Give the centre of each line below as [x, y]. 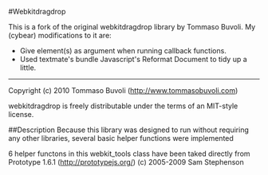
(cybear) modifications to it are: [60, 35]
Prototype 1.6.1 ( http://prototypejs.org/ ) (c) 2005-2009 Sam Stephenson [126, 162]
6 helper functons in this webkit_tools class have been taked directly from [129, 154]
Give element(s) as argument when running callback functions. [123, 51]
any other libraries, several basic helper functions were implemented [121, 138]
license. [21, 114]
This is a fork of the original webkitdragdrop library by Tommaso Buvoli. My [132, 27]
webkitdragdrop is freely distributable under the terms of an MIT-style [123, 106]
